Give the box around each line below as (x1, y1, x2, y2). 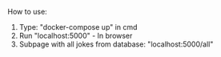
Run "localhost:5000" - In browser (18, 31, 133, 40)
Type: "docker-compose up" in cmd (18, 22, 138, 31)
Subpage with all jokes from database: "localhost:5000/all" (18, 39, 214, 49)
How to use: (7, 7, 47, 16)
